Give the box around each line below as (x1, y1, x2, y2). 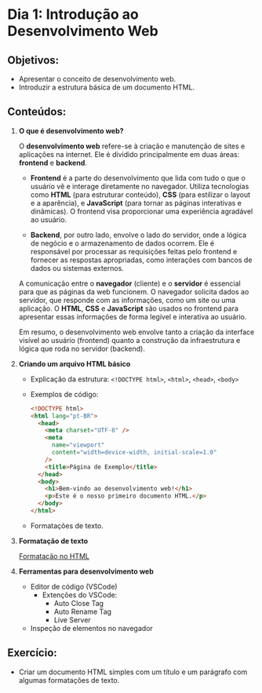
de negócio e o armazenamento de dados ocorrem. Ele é (30, 238, 215, 248)
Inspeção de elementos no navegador (30, 623, 154, 633)
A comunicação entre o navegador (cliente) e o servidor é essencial (18, 279, 241, 288)
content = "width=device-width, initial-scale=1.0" (51, 449, 217, 457)
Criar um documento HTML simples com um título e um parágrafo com (18, 667, 248, 677)
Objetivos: (7, 53, 60, 67)
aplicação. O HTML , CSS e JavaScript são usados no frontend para (18, 304, 238, 313)
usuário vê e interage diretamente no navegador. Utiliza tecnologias (30, 181, 249, 191)
